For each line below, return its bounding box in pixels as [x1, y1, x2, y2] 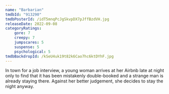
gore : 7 [14, 30, 30, 35]
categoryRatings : [5, 26, 42, 31]
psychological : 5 [14, 49, 51, 54]
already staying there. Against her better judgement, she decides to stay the [5, 78, 163, 84]
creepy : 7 [14, 35, 35, 40]
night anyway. [5, 83, 34, 89]
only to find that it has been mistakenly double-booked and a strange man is [5, 73, 164, 79]
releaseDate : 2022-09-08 [5, 21, 58, 26]
